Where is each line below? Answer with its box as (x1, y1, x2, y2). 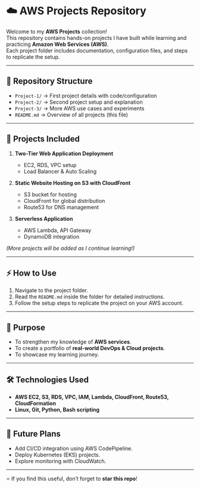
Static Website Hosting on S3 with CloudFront (14, 179, 131, 186)
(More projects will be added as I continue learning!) (6, 245, 135, 252)
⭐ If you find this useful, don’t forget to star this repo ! (6, 475, 138, 482)
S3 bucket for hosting (23, 191, 77, 198)
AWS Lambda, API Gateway (23, 227, 92, 234)
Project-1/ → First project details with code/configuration (14, 92, 157, 99)
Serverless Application (14, 215, 73, 222)
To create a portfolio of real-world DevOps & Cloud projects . (14, 345, 165, 352)
